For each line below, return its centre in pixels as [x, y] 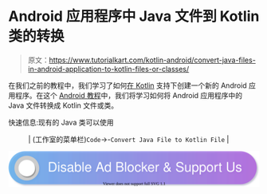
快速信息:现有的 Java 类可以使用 [61, 122]
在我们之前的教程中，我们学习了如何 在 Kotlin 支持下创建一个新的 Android [128, 85]
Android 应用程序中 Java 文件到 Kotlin [134, 16]
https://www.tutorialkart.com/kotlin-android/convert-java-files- [153, 60]
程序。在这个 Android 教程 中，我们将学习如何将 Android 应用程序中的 [129, 95]
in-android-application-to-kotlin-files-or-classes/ [108, 69]
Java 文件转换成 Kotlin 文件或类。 [63, 105]
